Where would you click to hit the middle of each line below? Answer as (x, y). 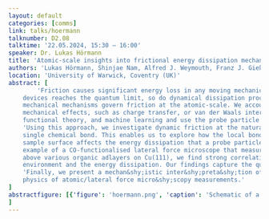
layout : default (35, 16)
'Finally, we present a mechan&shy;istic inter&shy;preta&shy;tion (137, 172)
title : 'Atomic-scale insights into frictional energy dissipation (123, 61)
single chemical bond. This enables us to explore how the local (134, 135)
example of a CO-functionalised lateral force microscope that (130, 150)
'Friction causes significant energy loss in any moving (134, 90)
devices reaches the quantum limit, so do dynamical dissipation (134, 98)
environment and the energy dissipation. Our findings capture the (137, 165)
